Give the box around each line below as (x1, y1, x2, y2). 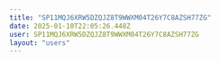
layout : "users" (9, 38, 70, 48)
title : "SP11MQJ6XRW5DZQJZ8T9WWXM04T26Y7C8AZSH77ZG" (9, 13, 212, 22)
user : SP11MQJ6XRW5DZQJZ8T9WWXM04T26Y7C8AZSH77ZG (9, 30, 200, 39)
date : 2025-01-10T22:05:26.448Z (9, 22, 131, 30)
